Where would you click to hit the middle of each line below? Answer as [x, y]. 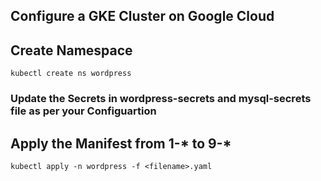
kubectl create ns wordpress [71, 74]
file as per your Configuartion [83, 111]
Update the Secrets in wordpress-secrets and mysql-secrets [161, 99]
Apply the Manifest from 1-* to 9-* [121, 143]
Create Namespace [71, 50]
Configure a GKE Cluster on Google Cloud [142, 16]
